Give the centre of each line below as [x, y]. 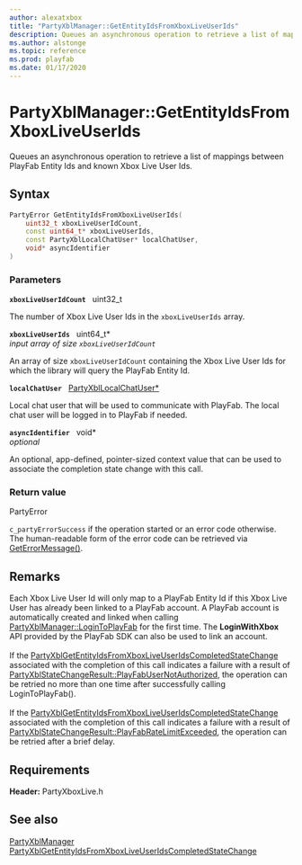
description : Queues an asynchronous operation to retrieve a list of [144, 34]
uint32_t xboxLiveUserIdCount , [84, 223]
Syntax [30, 194]
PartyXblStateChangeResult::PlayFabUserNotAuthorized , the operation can [148, 674]
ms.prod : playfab [42, 59]
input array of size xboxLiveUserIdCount [83, 343]
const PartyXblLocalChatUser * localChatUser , [112, 240]
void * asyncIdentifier [68, 248]
